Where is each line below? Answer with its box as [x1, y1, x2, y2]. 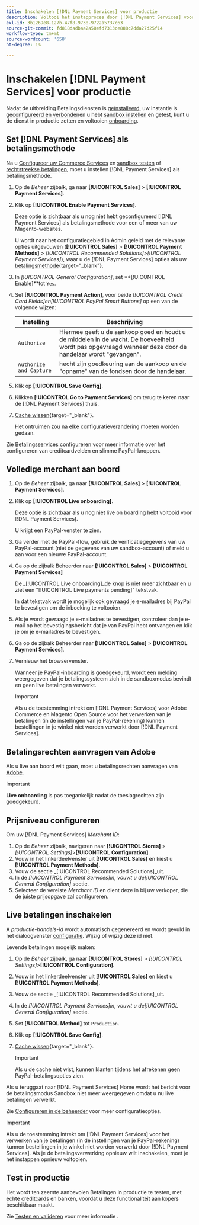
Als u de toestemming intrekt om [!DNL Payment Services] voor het [6, 1130, 170, 1137]
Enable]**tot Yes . [14, 280, 56, 287]
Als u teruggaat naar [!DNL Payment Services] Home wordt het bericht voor [6, 1083, 191, 1091]
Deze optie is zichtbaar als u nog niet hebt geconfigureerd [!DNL [14, 213, 173, 220]
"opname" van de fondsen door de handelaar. [59, 367, 187, 375]
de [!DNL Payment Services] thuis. [14, 400, 99, 407]
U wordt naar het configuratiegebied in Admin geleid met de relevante [14, 236, 185, 243]
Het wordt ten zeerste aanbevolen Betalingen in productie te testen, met [6, 1188, 182, 1195]
